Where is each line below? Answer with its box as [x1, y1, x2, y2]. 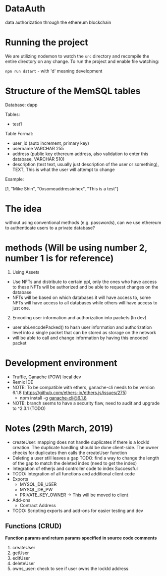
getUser [12, 550, 29, 556]
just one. [12, 305, 31, 311]
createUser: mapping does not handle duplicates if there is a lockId [12, 439, 150, 445]
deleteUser [12, 561, 35, 567]
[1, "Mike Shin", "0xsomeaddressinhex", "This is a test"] [5, 185, 119, 191]
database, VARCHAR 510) [12, 156, 65, 162]
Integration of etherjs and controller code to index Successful [12, 465, 138, 471]
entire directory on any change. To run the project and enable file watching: [5, 58, 160, 64]
